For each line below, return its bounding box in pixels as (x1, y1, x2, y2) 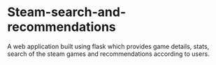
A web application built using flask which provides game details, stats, (7, 42, 210, 50)
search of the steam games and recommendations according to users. (7, 50, 210, 58)
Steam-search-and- (7, 4, 127, 20)
